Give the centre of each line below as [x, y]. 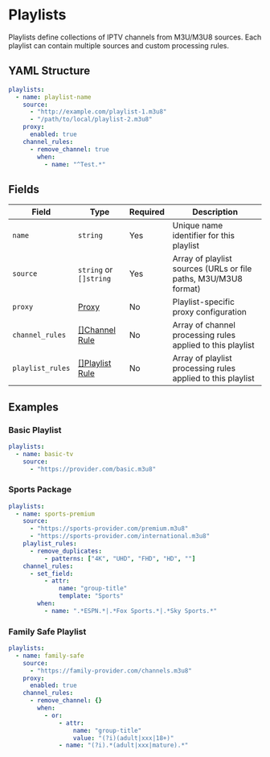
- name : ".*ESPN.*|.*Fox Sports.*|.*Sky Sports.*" [131, 611]
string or [95, 269]
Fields [24, 189]
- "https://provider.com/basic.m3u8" [93, 469]
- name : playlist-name [53, 97]
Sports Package [40, 490]
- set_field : [51, 574]
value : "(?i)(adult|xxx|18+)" [123, 738]
